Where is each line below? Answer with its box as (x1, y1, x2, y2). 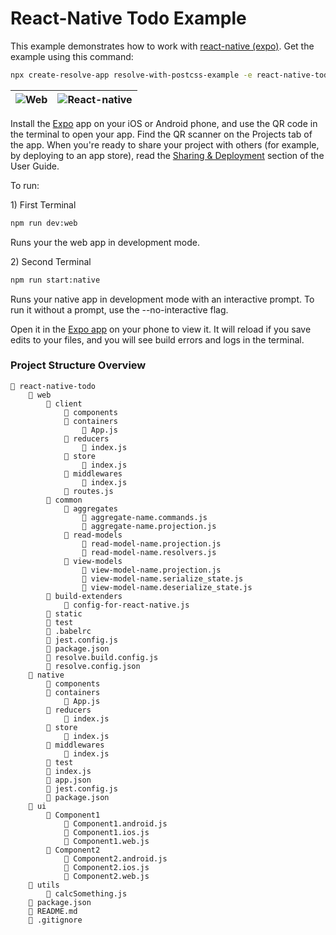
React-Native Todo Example (10, 7, 247, 30)
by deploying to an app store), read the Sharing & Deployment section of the (10, 149, 325, 161)
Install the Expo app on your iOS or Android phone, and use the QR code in (10, 117, 318, 129)
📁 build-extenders (46, 591, 123, 601)
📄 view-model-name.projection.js (81, 565, 222, 575)
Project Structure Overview (10, 358, 147, 372)
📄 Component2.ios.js (63, 862, 150, 872)
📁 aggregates (63, 503, 118, 514)
